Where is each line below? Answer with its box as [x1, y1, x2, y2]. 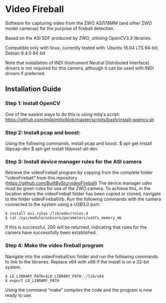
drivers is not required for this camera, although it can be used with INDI [5, 65, 154, 71]
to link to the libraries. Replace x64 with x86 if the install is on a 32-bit [5, 258, 149, 264]
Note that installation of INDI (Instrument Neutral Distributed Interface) [5, 59, 150, 65]
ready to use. [5, 292, 32, 298]
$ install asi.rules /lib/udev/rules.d [5, 211, 88, 216]
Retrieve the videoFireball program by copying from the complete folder [5, 169, 153, 175]
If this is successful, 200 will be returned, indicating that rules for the [5, 224, 147, 230]
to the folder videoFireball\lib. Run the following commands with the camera [5, 196, 161, 202]
